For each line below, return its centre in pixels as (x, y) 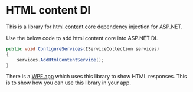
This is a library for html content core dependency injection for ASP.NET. (94, 27)
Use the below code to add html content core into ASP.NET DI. (82, 38)
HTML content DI (48, 10)
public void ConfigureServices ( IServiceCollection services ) (83, 49)
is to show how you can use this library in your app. (69, 83)
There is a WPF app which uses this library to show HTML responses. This (97, 77)
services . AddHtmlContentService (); (60, 60)
